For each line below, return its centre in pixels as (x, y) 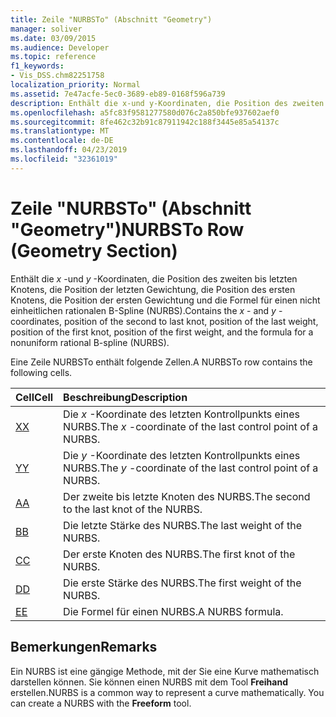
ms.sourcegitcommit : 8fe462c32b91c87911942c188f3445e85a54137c (145, 122)
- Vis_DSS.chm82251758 (57, 76)
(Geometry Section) (94, 250)
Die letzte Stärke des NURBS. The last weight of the (183, 525)
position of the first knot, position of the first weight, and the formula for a (162, 332)
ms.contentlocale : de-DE (62, 141)
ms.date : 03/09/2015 (53, 38)
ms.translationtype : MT (60, 131)
